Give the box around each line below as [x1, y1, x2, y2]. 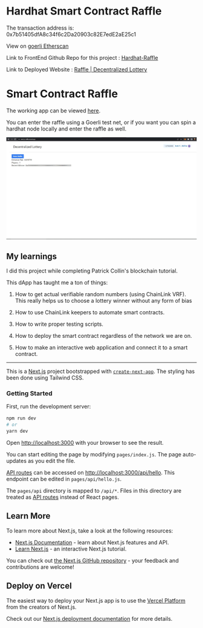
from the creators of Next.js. [6, 603, 77, 610]
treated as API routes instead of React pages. [6, 494, 119, 501]
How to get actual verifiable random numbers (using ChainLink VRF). [14, 291, 186, 298]
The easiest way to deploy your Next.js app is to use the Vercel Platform [6, 597, 186, 604]
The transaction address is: [6, 24, 74, 31]
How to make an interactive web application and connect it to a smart [14, 344, 188, 351]
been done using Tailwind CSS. [6, 374, 84, 381]
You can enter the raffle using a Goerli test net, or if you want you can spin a [6, 118, 196, 126]
